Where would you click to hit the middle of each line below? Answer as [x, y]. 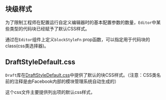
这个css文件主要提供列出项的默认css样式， [50, 92]
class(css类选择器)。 [27, 46]
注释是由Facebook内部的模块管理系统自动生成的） [66, 81]
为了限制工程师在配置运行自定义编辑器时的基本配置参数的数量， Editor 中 [81, 22]
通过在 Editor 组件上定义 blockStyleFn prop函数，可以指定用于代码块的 [78, 39]
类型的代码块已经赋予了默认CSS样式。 [50, 28]
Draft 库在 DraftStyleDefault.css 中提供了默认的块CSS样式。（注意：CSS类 [81, 75]
